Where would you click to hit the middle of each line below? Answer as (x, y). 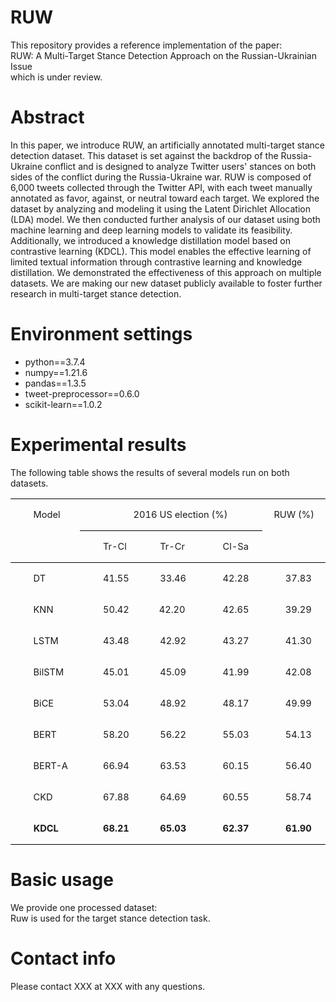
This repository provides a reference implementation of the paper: (146, 45)
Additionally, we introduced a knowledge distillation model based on (150, 240)
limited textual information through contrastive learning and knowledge (156, 262)
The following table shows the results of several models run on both (150, 472)
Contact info (63, 958)
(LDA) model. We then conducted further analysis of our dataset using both (165, 219)
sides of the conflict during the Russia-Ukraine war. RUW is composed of (161, 177)
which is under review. (56, 77)
